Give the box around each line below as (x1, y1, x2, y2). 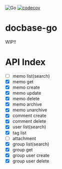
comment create (12, 113, 46, 119)
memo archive (12, 101, 42, 107)
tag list (12, 129, 26, 135)
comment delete (12, 118, 46, 124)
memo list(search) (12, 73, 50, 79)
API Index (5, 57, 46, 68)
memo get (12, 78, 34, 85)
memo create (12, 84, 40, 90)
